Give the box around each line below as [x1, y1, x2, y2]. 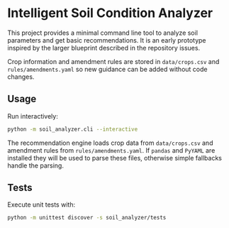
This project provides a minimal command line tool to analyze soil [7, 28, 199, 37]
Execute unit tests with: [7, 200, 76, 209]
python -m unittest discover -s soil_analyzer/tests [7, 215, 167, 222]
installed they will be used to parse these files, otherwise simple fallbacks [7, 153, 222, 162]
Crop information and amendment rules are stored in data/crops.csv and [7, 57, 220, 65]
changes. [7, 72, 35, 81]
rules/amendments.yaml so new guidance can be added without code [7, 65, 208, 73]
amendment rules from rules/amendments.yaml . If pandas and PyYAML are [7, 146, 216, 154]
